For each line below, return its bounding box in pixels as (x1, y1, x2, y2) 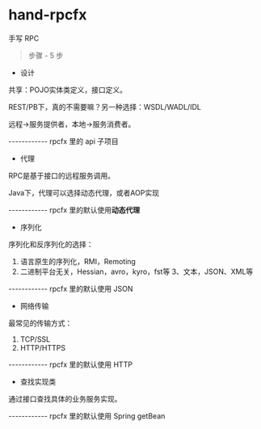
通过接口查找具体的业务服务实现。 (8, 393, 122, 403)
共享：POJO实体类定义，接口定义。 (8, 85, 128, 95)
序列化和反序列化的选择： (8, 239, 94, 249)
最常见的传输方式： (8, 318, 73, 328)
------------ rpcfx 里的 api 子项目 (8, 136, 119, 146)
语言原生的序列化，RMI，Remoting (19, 256, 136, 266)
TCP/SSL (19, 334, 51, 344)
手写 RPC (8, 33, 40, 43)
